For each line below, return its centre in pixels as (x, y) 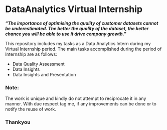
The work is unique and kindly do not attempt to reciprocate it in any (76, 98)
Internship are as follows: (31, 54)
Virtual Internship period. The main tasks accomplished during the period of (83, 49)
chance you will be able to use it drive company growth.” (66, 34)
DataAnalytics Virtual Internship (74, 9)
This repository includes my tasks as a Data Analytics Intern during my (78, 43)
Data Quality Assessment (39, 64)
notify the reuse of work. (31, 109)
